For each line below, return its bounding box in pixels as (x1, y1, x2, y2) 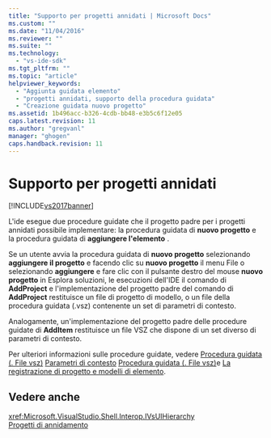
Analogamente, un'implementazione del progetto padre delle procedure (8, 317, 248, 326)
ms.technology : (8, 49, 60, 57)
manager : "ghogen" (8, 132, 70, 140)
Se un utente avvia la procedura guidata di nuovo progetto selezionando (8, 250, 251, 259)
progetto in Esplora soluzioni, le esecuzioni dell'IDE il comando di (8, 276, 227, 285)
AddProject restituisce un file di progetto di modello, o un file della (8, 293, 231, 302)
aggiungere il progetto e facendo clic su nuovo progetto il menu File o (8, 258, 245, 267)
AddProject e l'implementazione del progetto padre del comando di (8, 284, 234, 293)
